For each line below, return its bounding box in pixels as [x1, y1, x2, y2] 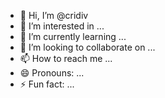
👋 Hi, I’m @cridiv [19, 10, 89, 21]
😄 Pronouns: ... [19, 67, 85, 79]
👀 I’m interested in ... [19, 20, 105, 32]
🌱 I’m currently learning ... [19, 31, 127, 42]
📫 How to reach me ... [19, 53, 113, 64]
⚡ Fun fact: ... [19, 78, 75, 90]
